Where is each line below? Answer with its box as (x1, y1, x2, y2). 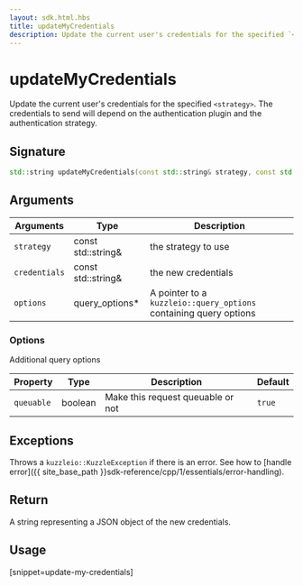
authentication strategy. (9, 118, 97, 129)
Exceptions (9, 433, 74, 448)
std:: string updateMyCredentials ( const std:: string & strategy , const (9, 168, 277, 177)
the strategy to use (150, 240, 230, 252)
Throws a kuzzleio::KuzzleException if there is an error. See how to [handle (9, 456, 292, 467)
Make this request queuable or (105, 391, 234, 404)
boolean (61, 397, 96, 409)
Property (14, 376, 53, 389)
